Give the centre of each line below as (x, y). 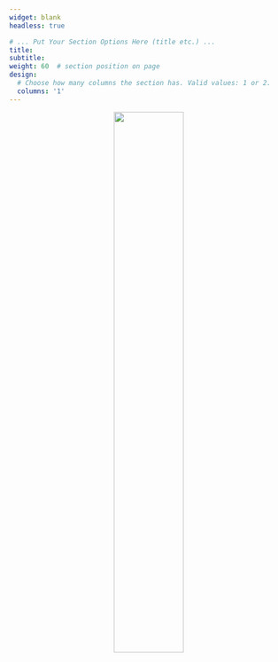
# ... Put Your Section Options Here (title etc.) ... (112, 42)
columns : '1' (41, 91)
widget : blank (35, 17)
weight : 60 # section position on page (85, 67)
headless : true (37, 26)
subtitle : (27, 59)
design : (23, 75)
